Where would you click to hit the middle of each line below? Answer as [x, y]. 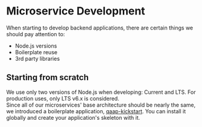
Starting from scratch [48, 77]
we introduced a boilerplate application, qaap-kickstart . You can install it [96, 111]
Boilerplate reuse [36, 52]
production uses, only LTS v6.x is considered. [63, 98]
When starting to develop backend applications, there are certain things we [100, 28]
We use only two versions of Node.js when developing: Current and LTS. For [101, 92]
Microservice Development [76, 11]
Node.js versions [36, 46]
